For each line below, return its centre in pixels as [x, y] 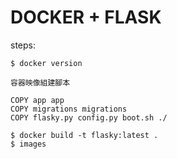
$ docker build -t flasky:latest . [84, 135]
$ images [28, 144]
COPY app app [37, 100]
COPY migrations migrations [69, 109]
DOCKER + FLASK [86, 17]
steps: [23, 45]
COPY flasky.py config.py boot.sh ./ [89, 117]
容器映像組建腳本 [40, 82]
